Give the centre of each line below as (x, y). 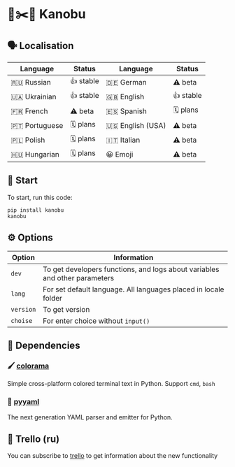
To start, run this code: (40, 197)
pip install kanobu (36, 210)
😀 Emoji (120, 154)
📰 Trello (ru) (34, 439)
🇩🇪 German (126, 82)
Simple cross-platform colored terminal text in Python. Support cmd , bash (111, 384)
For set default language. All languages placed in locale (134, 289)
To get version (66, 309)
